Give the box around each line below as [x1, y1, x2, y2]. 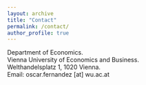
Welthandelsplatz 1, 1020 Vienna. [7, 63, 101, 71]
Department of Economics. [7, 48, 84, 57]
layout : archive [7, 10, 54, 17]
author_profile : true [7, 29, 70, 37]
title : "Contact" [7, 17, 57, 23]
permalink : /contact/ [7, 23, 70, 30]
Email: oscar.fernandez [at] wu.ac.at [7, 70, 110, 79]
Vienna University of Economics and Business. [7, 56, 140, 64]
